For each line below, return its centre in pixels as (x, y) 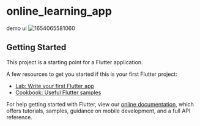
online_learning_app (59, 11)
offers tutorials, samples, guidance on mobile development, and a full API (98, 111)
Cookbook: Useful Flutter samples (58, 92)
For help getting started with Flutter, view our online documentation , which (100, 104)
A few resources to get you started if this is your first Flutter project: (92, 74)
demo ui (17, 28)
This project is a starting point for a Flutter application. (75, 62)
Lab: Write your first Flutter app (55, 86)
